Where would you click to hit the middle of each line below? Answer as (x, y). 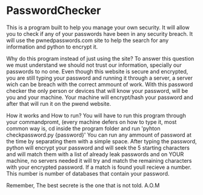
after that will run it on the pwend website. (59, 103)
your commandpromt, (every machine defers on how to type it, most (92, 121)
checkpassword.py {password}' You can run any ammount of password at (99, 135)
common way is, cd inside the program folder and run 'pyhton (83, 128)
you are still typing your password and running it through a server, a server (99, 78)
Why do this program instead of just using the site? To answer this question (100, 58)
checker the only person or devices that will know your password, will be (97, 91)
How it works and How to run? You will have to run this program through (96, 115)
